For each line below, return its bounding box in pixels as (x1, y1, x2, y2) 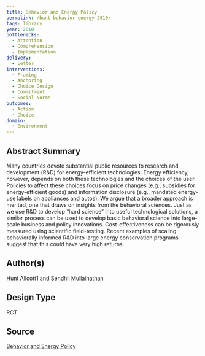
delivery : (6, 55, 32, 61)
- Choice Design (12, 83, 53, 90)
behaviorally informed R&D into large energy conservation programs (6, 234, 179, 241)
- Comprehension (12, 44, 53, 50)
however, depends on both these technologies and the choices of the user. (6, 175, 196, 182)
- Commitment (12, 89, 45, 95)
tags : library (6, 20, 43, 26)
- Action (12, 106, 34, 112)
